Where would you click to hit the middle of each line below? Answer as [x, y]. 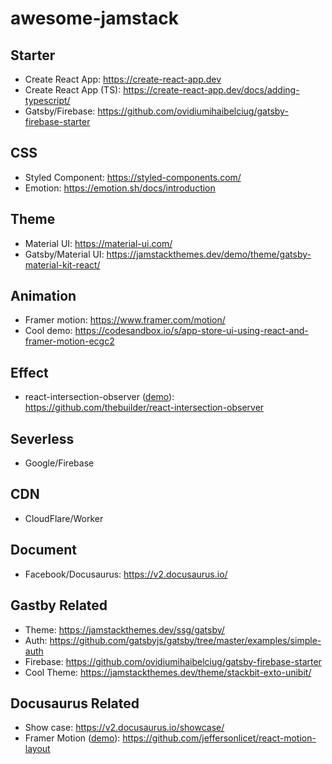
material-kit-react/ [62, 264]
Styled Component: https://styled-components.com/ [133, 177]
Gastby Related [59, 605]
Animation [43, 296]
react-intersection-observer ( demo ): [99, 397]
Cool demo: [48, 331]
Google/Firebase [59, 463]
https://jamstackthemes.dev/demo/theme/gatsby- [209, 254]
